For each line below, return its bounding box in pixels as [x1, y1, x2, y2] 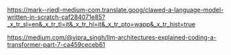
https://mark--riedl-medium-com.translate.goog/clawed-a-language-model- [7, 6, 224, 14]
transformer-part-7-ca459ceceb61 [7, 41, 105, 48]
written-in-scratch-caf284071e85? [7, 13, 105, 21]
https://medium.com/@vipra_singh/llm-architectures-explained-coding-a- [7, 33, 217, 41]
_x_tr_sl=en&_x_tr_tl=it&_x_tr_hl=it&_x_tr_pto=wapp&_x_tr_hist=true [7, 20, 196, 28]
